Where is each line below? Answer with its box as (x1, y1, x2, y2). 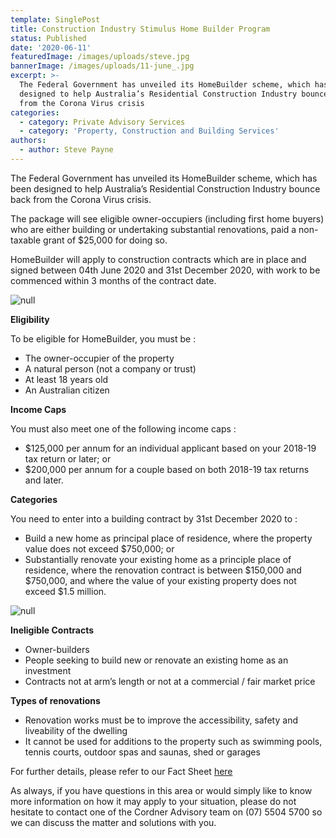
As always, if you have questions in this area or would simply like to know (10, 784, 313, 796)
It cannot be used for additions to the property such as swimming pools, (24, 735, 323, 747)
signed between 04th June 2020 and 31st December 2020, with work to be (10, 264, 321, 276)
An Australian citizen (24, 384, 110, 396)
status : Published (10, 33, 87, 43)
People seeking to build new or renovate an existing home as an (24, 654, 289, 666)
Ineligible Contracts (10, 624, 95, 636)
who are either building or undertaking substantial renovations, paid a (10, 223, 297, 235)
